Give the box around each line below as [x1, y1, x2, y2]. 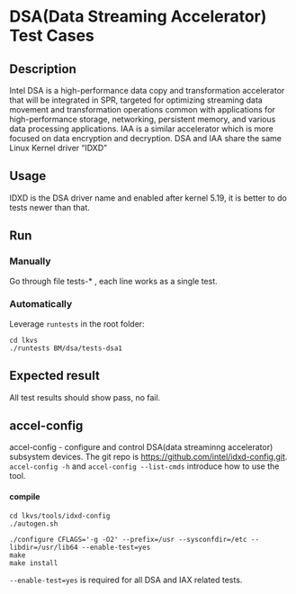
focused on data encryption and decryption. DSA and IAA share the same [9, 133, 282, 143]
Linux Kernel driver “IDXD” [9, 142, 108, 153]
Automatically [9, 298, 73, 310]
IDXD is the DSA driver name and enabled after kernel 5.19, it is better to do [9, 192, 288, 203]
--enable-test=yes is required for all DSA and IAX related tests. [9, 574, 243, 585]
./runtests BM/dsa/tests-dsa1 [9, 344, 123, 353]
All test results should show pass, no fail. [9, 391, 161, 402]
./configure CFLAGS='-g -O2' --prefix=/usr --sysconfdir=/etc [9, 535, 247, 544]
